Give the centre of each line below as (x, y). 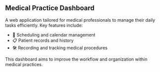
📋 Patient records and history (43, 40)
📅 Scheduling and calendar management (54, 35)
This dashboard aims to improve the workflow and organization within (76, 59)
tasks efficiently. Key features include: (44, 25)
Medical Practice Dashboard (50, 8)
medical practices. (24, 64)
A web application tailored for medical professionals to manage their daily (80, 20)
